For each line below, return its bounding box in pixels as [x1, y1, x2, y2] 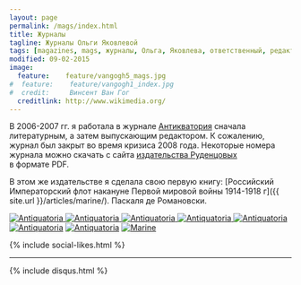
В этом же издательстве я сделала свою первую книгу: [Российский [9, 177, 275, 187]
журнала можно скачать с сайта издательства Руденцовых [9, 150, 237, 160]
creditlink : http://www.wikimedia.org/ [17, 96, 167, 106]
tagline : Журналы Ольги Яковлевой [9, 38, 139, 47]
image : [9, 64, 34, 73]
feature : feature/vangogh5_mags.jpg [17, 72, 167, 81]
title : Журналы [9, 30, 66, 39]
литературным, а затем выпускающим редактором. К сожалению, [9, 131, 265, 142]
